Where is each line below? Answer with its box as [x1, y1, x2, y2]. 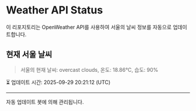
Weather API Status [6, 4, 103, 17]
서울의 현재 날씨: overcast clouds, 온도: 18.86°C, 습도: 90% [20, 66, 159, 73]
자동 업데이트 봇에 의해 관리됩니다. [6, 98, 84, 105]
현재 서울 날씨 [6, 50, 52, 60]
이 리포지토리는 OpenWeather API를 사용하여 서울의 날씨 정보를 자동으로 [6, 23, 172, 30]
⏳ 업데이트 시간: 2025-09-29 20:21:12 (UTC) [6, 78, 111, 85]
